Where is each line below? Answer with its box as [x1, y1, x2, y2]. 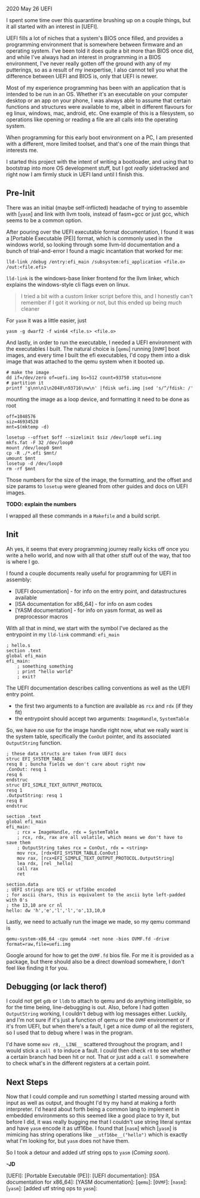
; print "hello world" [17, 669, 73, 675]
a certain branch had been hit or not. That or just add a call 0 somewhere [6, 1053, 189, 1061]
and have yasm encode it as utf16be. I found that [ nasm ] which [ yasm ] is [6, 1125, 177, 1132]
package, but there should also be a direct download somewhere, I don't [6, 958, 185, 965]
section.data [6, 881, 39, 887]
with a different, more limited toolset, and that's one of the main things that [6, 140, 190, 147]
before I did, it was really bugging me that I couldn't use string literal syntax [6, 1119, 192, 1126]
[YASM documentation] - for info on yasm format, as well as [14, 606, 162, 614]
